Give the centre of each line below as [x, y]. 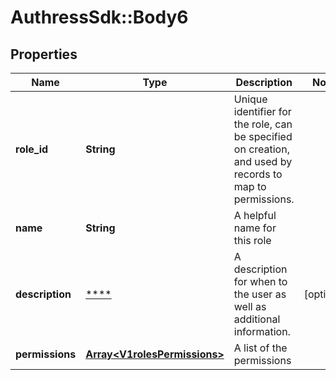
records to [258, 174]
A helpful [255, 215]
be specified [263, 136]
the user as [260, 294]
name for [255, 228]
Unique [250, 99]
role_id [32, 149]
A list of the [260, 348]
